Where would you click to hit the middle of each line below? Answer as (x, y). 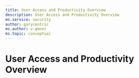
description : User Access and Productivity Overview (62, 15)
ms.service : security (28, 19)
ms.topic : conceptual (28, 34)
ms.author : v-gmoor (26, 29)
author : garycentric (27, 24)
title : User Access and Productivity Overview (55, 10)
